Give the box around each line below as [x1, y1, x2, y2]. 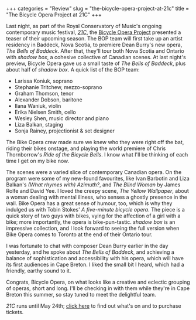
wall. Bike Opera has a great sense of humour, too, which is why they [6, 200, 173, 207]
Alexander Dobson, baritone [14, 96, 83, 103]
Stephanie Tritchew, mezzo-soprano [14, 84, 102, 90]
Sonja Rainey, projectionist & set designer [14, 127, 115, 134]
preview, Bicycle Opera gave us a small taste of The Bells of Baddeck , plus [6, 60, 186, 67]
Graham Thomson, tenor [14, 90, 74, 97]
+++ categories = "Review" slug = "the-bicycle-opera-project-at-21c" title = [6, 5, 190, 12]
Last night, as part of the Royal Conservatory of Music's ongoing [6, 23, 162, 29]
